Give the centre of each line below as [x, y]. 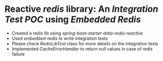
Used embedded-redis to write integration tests [60, 38]
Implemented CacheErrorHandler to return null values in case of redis [82, 49]
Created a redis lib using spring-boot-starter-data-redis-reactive [77, 33]
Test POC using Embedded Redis [73, 19]
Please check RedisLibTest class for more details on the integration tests [85, 43]
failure [18, 54]
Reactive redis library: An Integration [81, 9]
